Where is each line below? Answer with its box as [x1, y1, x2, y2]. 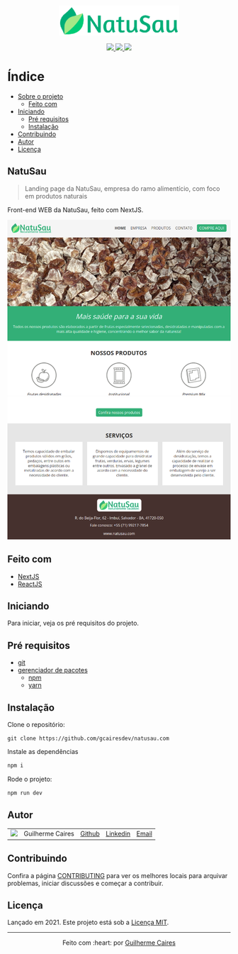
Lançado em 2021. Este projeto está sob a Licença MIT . [7, 918, 169, 927]
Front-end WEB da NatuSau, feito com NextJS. [7, 205, 144, 214]
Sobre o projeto [17, 91, 64, 101]
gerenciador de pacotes [17, 666, 89, 675]
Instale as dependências [7, 748, 79, 756]
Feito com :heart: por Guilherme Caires [62, 938, 176, 947]
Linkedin [106, 829, 131, 838]
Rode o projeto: [7, 775, 52, 783]
